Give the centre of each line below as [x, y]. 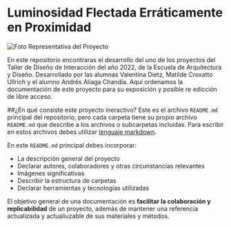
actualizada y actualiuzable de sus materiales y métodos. [88, 216]
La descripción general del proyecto [69, 158]
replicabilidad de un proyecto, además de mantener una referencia [103, 208]
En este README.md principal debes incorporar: [72, 145]
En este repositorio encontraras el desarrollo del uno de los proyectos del [111, 59]
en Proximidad [49, 27]
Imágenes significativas [51, 173]
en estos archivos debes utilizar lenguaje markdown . [82, 132]
